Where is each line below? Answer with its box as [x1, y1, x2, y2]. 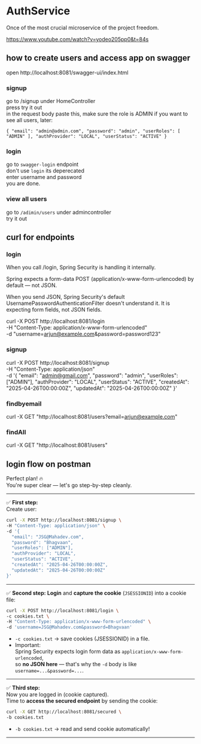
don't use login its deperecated [6, 167, 85, 174]
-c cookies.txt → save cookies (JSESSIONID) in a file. [14, 635, 150, 642]
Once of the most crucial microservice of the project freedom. [6, 24, 160, 31]
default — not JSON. [6, 282, 57, 289]
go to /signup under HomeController [6, 98, 96, 105]
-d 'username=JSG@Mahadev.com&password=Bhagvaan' [6, 624, 133, 630]
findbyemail [6, 400, 42, 408]
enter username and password [6, 174, 82, 181]
